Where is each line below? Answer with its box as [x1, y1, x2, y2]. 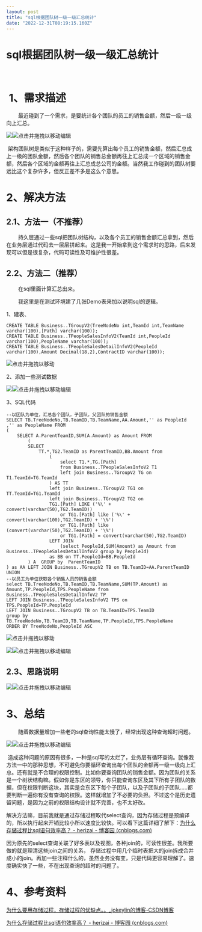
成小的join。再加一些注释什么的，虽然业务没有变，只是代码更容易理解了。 [6, 854, 189, 862]
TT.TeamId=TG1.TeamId [6, 491, 61, 497]
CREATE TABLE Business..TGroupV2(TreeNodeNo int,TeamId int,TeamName [6, 323, 185, 329]
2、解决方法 [6, 191, 66, 204]
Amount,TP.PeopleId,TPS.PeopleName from [6, 587, 109, 593]
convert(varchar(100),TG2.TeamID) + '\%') [6, 517, 114, 523]
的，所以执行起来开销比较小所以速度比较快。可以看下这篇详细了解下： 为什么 [6, 819, 196, 826]
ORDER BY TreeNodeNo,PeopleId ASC [6, 624, 93, 630]
